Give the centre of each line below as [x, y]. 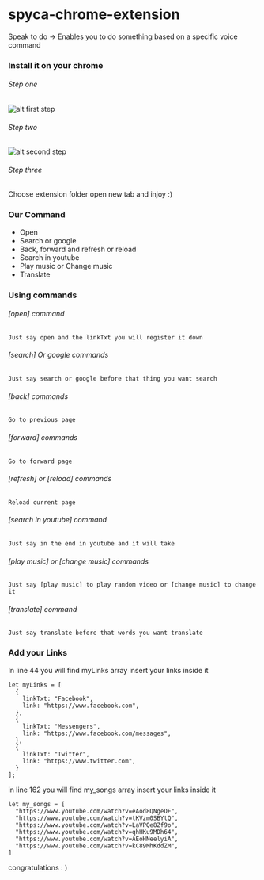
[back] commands [38, 396]
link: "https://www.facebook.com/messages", [97, 733]
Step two [23, 127]
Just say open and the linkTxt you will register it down [106, 337]
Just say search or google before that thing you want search [113, 379]
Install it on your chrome [56, 65]
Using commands [43, 295]
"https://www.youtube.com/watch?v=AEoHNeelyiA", [97, 839]
